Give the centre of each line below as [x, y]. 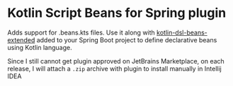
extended [21, 39]
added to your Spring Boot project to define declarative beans [127, 39]
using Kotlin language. [40, 47]
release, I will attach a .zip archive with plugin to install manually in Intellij [114, 68]
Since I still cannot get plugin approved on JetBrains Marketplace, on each [116, 61]
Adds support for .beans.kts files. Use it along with [81, 32]
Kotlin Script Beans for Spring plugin [117, 13]
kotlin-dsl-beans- [182, 32]
